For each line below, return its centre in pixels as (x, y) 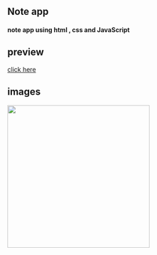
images (24, 92)
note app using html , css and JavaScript (69, 30)
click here (22, 69)
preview (26, 52)
